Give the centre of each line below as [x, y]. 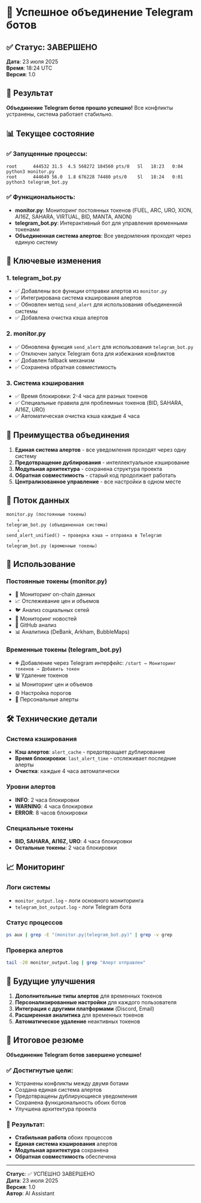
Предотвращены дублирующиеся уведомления [76, 1096]
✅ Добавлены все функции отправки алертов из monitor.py [91, 291]
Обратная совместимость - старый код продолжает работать [95, 475]
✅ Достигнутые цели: [40, 1070]
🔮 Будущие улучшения [51, 981]
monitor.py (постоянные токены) [46, 514]
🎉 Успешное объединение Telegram [100, 12]
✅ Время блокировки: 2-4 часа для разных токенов [81, 396]
